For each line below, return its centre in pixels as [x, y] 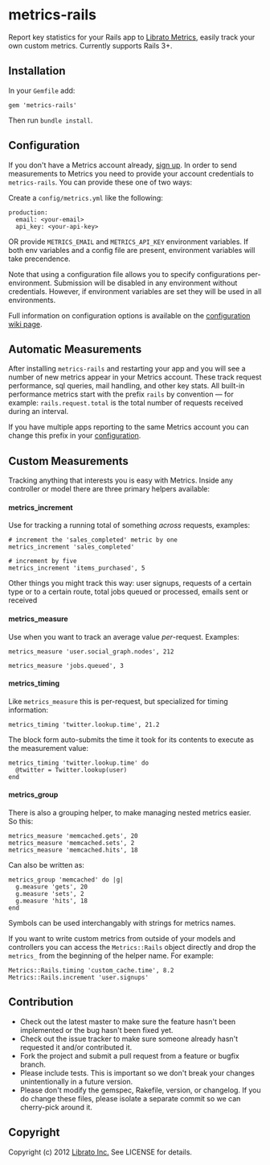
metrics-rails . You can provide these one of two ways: [100, 182]
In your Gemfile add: [42, 90]
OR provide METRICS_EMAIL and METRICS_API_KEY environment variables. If [129, 241]
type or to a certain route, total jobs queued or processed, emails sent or [129, 592]
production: [28, 212]
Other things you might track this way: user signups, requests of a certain [130, 583]
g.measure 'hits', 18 [52, 901]
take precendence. [39, 259]
